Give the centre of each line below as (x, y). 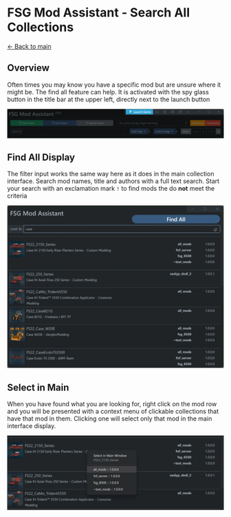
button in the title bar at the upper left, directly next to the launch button (109, 99)
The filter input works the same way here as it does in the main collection (111, 174)
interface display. (32, 426)
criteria (17, 196)
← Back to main (29, 46)
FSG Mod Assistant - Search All (99, 13)
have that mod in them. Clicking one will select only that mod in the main (110, 419)
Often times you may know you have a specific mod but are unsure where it (114, 85)
